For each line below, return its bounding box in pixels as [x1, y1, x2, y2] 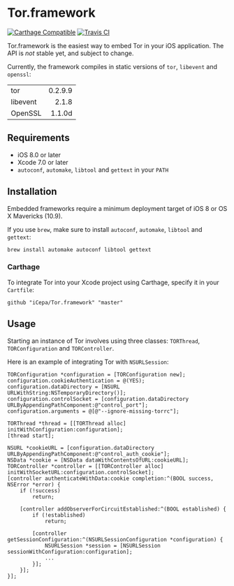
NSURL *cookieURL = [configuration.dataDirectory [7, 444, 155, 451]
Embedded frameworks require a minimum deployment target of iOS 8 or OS [7, 204, 228, 212]
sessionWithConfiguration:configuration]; [7, 548, 133, 555]
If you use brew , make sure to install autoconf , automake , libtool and [7, 225, 203, 233]
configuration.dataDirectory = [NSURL [7, 383, 120, 390]
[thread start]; [7, 432, 54, 439]
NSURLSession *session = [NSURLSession [44, 542, 161, 549]
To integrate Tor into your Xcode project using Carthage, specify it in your [7, 278, 219, 286]
